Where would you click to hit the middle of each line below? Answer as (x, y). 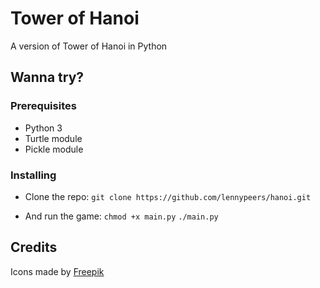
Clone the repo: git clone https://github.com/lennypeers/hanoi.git (168, 196)
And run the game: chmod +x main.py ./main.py (121, 216)
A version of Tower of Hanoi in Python (89, 46)
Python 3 (43, 128)
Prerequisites (43, 106)
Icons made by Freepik (57, 271)
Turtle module (53, 138)
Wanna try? (47, 77)
